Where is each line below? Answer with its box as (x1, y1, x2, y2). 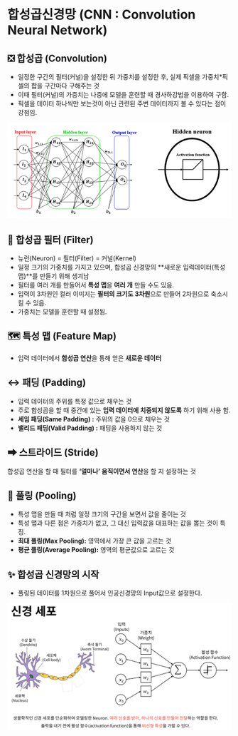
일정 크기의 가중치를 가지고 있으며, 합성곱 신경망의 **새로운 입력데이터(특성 (17, 263, 226, 272)
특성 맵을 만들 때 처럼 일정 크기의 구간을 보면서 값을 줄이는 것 (17, 510, 186, 518)
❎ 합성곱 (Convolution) (7, 52, 108, 64)
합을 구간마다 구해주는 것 (31, 81, 99, 90)
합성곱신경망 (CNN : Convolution (7, 6, 196, 23)
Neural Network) (7, 22, 108, 39)
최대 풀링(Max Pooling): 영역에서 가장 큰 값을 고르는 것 (17, 536, 172, 546)
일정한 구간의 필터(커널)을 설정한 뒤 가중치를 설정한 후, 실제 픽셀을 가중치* (17, 73, 222, 81)
